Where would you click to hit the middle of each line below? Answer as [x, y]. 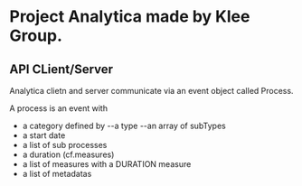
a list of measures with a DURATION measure [107, 164]
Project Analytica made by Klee [130, 17]
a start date [44, 135]
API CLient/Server [61, 69]
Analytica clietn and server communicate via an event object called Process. [151, 91]
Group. [36, 36]
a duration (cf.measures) [68, 154]
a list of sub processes [65, 145]
